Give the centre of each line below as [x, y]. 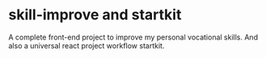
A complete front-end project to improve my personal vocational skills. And [133, 37]
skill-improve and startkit [95, 15]
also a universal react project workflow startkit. [87, 45]
